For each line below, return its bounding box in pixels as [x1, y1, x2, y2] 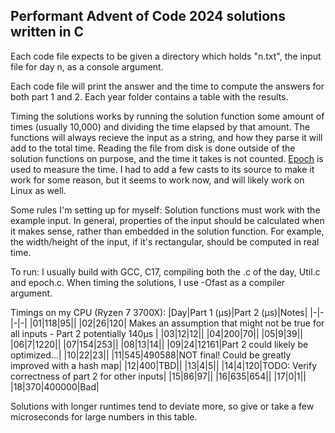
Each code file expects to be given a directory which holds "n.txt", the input [10, 50, 322, 62]
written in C [10, 24, 84, 41]
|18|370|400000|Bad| [10, 380, 100, 393]
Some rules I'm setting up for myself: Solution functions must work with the [10, 204, 321, 216]
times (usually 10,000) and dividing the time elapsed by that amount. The [10, 120, 311, 133]
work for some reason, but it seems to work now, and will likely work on [10, 174, 305, 186]
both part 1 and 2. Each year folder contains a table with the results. [10, 90, 289, 103]
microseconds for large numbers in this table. [10, 410, 198, 423]
